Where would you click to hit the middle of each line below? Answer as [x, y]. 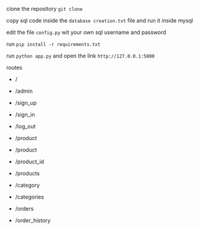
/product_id [29, 161]
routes [14, 67]
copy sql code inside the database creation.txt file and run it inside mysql [99, 20]
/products [27, 173]
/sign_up [26, 103]
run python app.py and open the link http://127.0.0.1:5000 [80, 56]
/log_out [25, 126]
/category [27, 185]
